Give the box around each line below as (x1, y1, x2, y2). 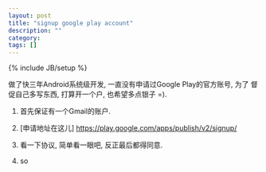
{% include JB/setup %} (8, 63, 88, 72)
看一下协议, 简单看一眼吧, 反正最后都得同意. (19, 140, 163, 150)
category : (8, 33, 41, 42)
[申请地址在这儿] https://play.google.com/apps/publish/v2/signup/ (19, 123, 237, 133)
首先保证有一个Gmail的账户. (19, 107, 111, 116)
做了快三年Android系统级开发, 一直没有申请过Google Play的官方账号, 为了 (8, 80, 249, 89)
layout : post (8, 11, 52, 20)
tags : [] (8, 41, 37, 49)
